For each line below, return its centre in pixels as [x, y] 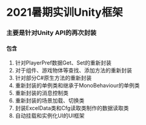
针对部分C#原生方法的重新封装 [53, 78]
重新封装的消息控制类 [41, 93]
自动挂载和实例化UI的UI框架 [50, 116]
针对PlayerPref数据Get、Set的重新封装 [63, 63]
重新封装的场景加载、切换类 [50, 101]
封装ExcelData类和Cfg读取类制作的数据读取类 [72, 108]
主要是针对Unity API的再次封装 [51, 33]
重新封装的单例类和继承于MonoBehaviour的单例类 [77, 86]
